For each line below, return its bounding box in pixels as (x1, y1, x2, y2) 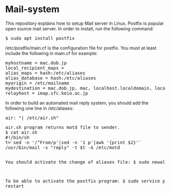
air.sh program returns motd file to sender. (5, 124, 120, 130)
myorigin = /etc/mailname (5, 80, 70, 86)
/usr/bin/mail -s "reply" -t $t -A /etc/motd (5, 144, 120, 150)
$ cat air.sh (5, 129, 38, 135)
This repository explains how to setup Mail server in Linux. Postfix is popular (5, 20, 164, 26)
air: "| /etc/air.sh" (5, 115, 59, 121)
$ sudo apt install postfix (5, 35, 75, 41)
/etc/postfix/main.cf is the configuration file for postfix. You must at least (5, 44, 157, 51)
